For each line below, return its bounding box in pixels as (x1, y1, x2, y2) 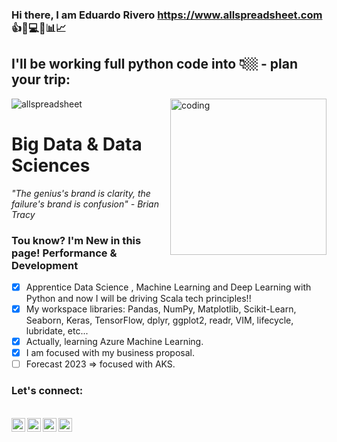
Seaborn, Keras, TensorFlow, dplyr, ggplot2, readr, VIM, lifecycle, (25, 314, 294, 327)
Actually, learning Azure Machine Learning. (25, 336, 204, 348)
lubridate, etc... (25, 325, 89, 337)
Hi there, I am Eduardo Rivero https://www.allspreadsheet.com (11, 8, 323, 22)
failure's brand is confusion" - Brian (11, 198, 159, 210)
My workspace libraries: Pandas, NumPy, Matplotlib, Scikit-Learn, (25, 303, 297, 315)
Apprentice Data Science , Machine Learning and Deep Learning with (25, 281, 312, 293)
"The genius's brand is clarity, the (11, 187, 151, 199)
